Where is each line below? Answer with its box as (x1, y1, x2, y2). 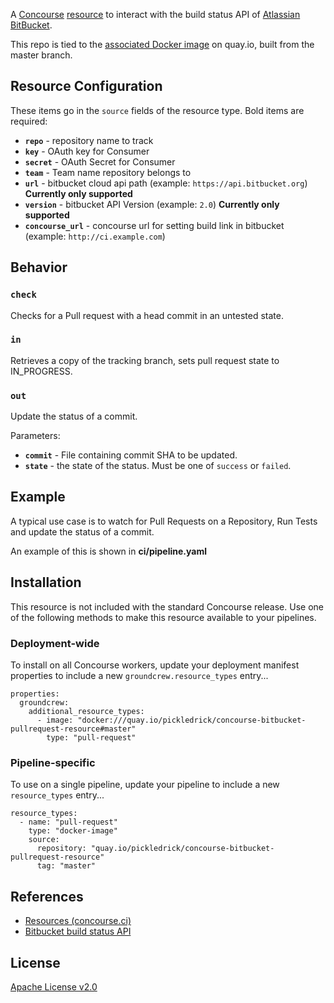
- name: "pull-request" (19, 817, 118, 828)
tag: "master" (36, 861, 97, 871)
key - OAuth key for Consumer (24, 145, 150, 157)
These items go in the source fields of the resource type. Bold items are (10, 104, 305, 116)
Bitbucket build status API (24, 925, 132, 938)
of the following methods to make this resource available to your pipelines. (10, 611, 317, 623)
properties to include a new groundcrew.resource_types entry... (10, 670, 269, 682)
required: (10, 115, 48, 127)
